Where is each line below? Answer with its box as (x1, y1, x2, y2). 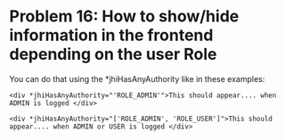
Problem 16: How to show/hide (9, 6, 240, 27)
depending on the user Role (9, 45, 217, 64)
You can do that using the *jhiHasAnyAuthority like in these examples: (9, 73, 265, 84)
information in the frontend (9, 25, 214, 45)
